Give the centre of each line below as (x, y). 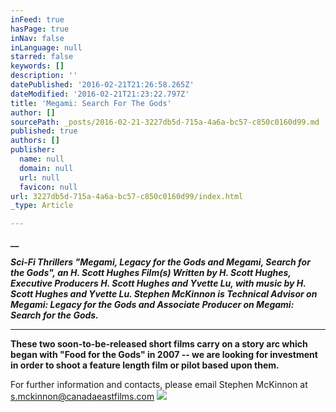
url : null (39, 177)
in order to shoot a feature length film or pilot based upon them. (145, 365)
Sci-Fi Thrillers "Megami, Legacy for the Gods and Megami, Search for (160, 262)
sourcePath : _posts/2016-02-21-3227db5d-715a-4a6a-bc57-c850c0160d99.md (165, 122)
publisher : (33, 150)
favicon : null (48, 187)
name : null (42, 159)
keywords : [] (37, 66)
